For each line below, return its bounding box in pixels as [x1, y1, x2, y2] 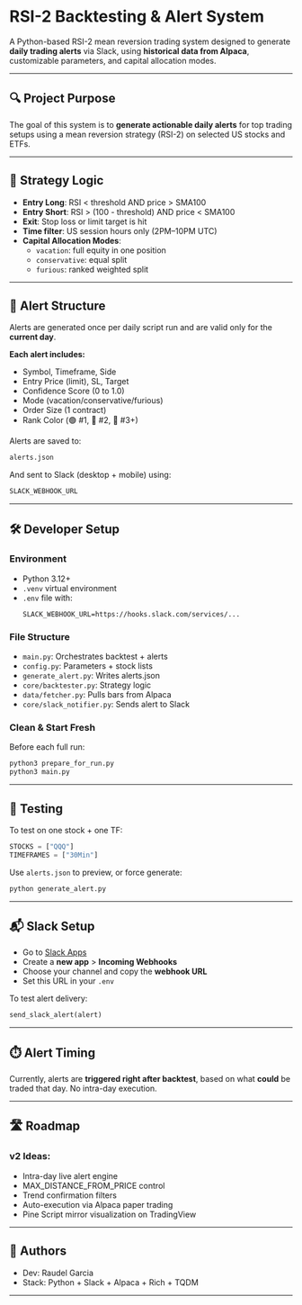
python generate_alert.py [9, 884, 106, 893]
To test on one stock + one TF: [9, 824, 123, 835]
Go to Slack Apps [22, 947, 87, 958]
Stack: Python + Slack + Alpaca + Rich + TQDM [22, 1276, 200, 1288]
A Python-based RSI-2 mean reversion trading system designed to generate [9, 36, 291, 47]
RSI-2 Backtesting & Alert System [9, 6, 265, 27]
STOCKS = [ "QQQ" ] [9, 841, 75, 851]
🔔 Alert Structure [9, 298, 106, 313]
